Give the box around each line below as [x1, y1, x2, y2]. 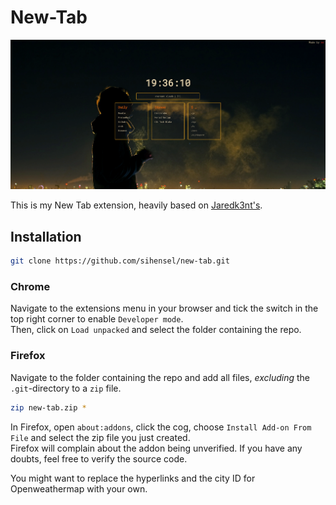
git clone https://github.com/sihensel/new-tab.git [10, 256, 230, 266]
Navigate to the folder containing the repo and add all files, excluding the [10, 371, 310, 383]
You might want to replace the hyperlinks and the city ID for [10, 472, 256, 484]
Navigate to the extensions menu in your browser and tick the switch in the [10, 302, 319, 315]
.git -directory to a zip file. [10, 382, 122, 394]
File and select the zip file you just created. [10, 431, 191, 443]
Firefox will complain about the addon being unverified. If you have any [10, 442, 303, 454]
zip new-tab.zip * [10, 402, 87, 413]
